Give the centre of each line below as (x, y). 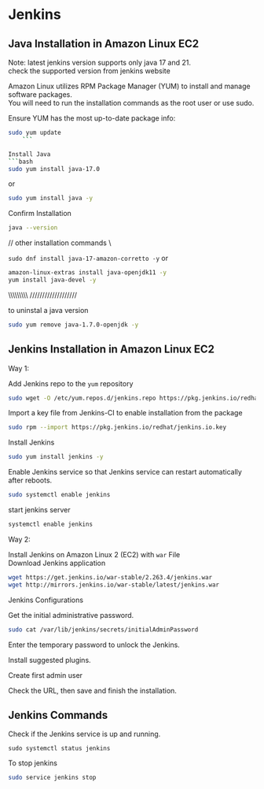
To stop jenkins (33, 763)
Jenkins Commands (58, 715)
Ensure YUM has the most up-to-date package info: (92, 118)
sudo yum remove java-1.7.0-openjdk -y (73, 325)
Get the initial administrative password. (71, 615)
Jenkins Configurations (46, 600)
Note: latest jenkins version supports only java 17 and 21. (99, 62)
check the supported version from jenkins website (89, 71)
